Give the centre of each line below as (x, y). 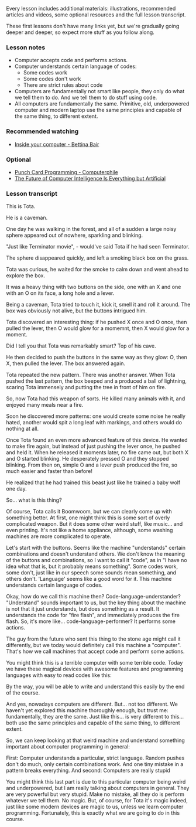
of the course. (23, 693)
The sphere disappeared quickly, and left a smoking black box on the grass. (97, 258)
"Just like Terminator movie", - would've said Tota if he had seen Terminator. (98, 247)
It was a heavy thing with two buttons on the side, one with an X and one (94, 287)
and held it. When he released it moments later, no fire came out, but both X (97, 452)
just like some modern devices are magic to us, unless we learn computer (95, 807)
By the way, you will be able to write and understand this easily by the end (95, 687)
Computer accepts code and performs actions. (71, 60)
